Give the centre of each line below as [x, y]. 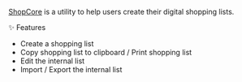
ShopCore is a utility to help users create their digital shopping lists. [121, 12]
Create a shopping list [57, 43]
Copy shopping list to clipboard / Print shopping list [106, 52]
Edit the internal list [52, 61]
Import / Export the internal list [71, 69]
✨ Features [27, 27]
